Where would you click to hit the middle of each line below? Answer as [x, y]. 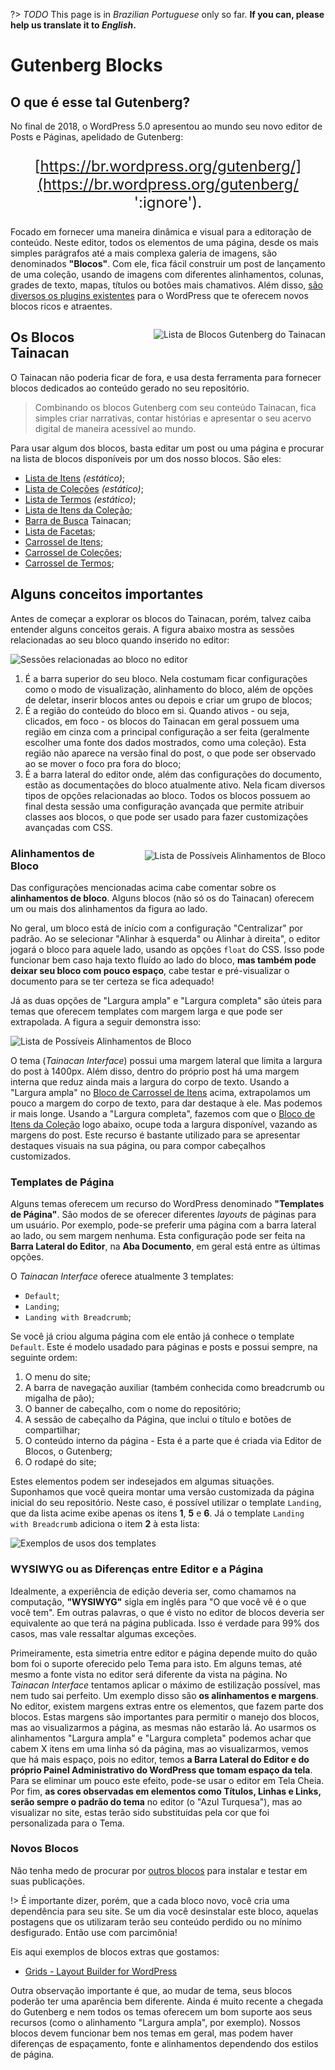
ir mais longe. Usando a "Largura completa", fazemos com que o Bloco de [163, 1113]
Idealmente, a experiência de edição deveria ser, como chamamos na [153, 1591]
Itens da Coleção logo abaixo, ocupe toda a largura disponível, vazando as [164, 1124]
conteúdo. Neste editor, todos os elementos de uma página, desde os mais [164, 242]
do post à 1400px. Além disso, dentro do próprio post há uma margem [155, 1071]
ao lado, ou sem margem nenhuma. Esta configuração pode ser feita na [158, 1236]
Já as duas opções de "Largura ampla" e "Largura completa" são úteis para [166, 1000]
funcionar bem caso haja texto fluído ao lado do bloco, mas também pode [163, 960]
